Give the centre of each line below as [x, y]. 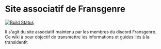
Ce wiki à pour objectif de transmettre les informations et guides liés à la [77, 37]
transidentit [16, 42]
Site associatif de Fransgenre [65, 9]
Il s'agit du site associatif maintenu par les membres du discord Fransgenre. [81, 32]
